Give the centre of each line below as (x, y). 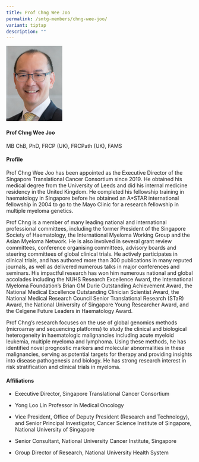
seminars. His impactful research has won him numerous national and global (99, 273)
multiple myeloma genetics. (40, 211)
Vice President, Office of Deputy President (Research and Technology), (102, 417)
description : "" (26, 32)
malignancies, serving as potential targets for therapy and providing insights (99, 354)
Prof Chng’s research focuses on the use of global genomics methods (92, 323)
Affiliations (20, 380)
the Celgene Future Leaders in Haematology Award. (70, 311)
